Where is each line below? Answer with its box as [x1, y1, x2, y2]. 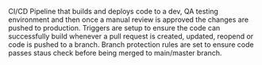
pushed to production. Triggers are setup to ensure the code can [8, 23, 221, 32]
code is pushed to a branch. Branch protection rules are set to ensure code [8, 40, 254, 49]
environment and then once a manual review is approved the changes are [8, 15, 249, 24]
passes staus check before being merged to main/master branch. [8, 49, 222, 57]
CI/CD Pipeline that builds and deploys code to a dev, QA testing [8, 7, 218, 16]
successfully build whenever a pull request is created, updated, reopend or [8, 31, 254, 41]
